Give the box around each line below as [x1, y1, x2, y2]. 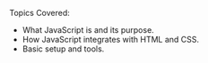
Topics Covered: [9, 8, 70, 18]
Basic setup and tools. [22, 43, 105, 54]
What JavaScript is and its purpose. [22, 25, 154, 35]
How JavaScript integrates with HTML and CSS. [22, 35, 200, 44]
